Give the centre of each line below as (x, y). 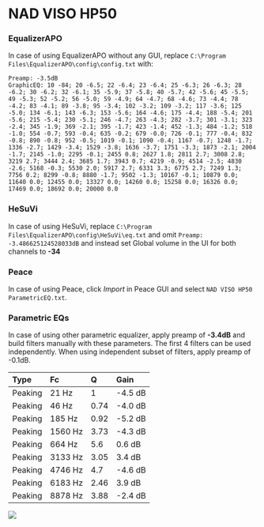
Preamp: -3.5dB (33, 79)
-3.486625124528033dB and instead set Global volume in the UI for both (123, 243)
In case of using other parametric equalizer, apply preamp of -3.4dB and (127, 335)
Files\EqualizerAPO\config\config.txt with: (81, 64)
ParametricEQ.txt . (38, 298)
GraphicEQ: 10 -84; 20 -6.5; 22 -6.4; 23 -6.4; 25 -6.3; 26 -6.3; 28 (125, 85)
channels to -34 (34, 251)
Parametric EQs (39, 318)
